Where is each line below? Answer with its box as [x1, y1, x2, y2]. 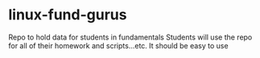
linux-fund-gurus [8, 6, 127, 24]
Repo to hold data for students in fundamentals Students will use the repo [8, 32, 253, 42]
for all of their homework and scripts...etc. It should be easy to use [8, 40, 229, 50]
